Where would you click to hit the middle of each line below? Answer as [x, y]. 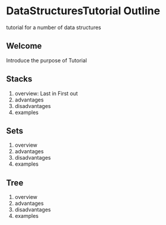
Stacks [19, 79]
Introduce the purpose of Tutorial [47, 60]
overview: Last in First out [46, 93]
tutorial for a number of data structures [54, 27]
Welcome [24, 46]
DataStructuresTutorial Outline [83, 11]
